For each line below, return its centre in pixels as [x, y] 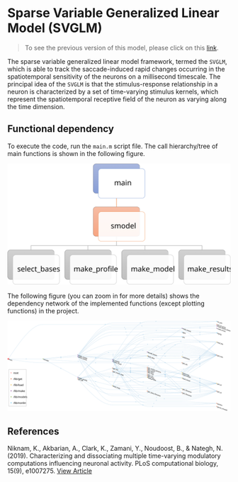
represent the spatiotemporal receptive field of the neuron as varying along [117, 99]
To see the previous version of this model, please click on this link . [121, 47]
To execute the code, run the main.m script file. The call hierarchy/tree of [113, 146]
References [33, 431]
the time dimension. [36, 106]
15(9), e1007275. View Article [50, 471]
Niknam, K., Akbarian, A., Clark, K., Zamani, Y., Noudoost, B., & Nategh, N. [115, 448]
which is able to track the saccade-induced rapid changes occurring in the [116, 69]
